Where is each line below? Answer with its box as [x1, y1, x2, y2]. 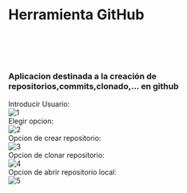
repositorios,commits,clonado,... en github [8, 81, 179, 92]
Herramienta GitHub [8, 6, 145, 24]
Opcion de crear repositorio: [8, 133, 101, 143]
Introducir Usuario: [8, 99, 70, 109]
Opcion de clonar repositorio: [8, 150, 105, 159]
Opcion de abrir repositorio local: [8, 167, 117, 177]
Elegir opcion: [8, 116, 54, 126]
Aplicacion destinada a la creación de [8, 70, 157, 82]
